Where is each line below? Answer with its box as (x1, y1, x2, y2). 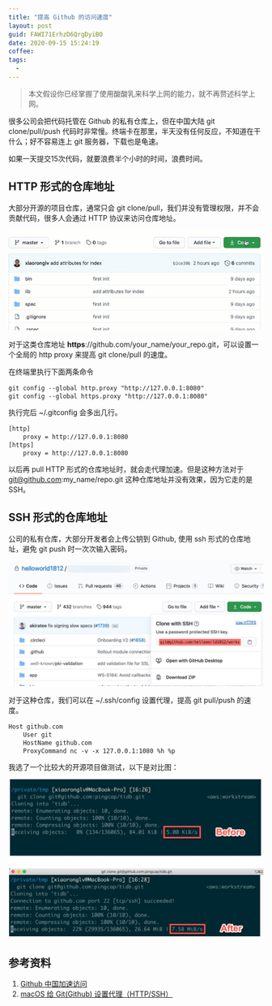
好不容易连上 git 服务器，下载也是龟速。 (29, 136, 164, 146)
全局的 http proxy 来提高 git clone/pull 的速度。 (15, 349, 172, 359)
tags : (8, 56, 27, 64)
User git (23, 731, 53, 739)
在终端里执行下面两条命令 (8, 366, 94, 377)
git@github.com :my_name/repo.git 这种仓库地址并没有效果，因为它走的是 (8, 474, 253, 484)
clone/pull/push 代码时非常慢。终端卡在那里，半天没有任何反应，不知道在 (8, 126, 254, 136)
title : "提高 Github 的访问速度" (8, 13, 113, 21)
